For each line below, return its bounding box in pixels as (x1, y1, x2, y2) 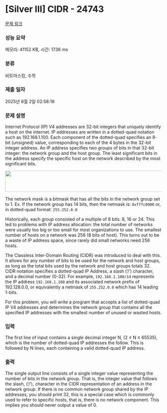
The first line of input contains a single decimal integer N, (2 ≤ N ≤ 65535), (5, 335, 158, 341)
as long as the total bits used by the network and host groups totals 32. (5, 263, 151, 269)
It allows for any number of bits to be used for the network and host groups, (5, 258, 161, 264)
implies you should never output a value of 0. (5, 402, 97, 408)
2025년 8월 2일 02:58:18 (5, 98, 55, 104)
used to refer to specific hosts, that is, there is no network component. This (5, 397, 160, 403)
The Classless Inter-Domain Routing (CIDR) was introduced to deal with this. (5, 253, 162, 259)
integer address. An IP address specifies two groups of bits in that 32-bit (5, 145, 154, 151)
